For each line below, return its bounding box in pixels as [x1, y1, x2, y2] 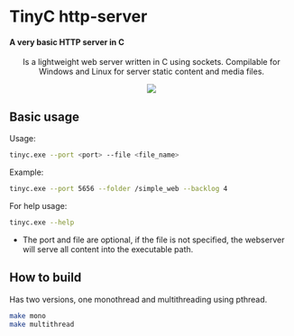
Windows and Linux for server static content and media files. [39, 66, 264, 77]
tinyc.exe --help [9, 218, 75, 227]
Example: [9, 167, 44, 177]
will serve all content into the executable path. [22, 243, 194, 254]
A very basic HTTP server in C [9, 36, 124, 47]
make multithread [9, 320, 75, 329]
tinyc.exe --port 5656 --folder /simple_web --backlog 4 [9, 185, 228, 194]
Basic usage [9, 109, 79, 124]
